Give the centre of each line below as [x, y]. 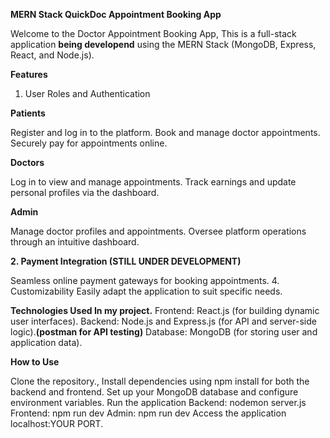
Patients [28, 113]
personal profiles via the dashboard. [85, 192]
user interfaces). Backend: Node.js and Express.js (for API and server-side [163, 321]
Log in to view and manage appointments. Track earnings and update [153, 182]
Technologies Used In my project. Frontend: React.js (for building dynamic [165, 310]
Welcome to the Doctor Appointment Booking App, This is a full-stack [153, 33]
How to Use [35, 362]
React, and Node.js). [52, 55]
